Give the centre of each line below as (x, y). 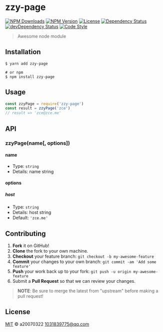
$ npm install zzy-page (30, 77)
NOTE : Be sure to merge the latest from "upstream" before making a (88, 291)
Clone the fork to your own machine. (50, 251)
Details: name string (33, 171)
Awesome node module (42, 36)
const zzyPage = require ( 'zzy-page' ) (44, 104)
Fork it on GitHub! (31, 246)
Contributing (25, 233)
